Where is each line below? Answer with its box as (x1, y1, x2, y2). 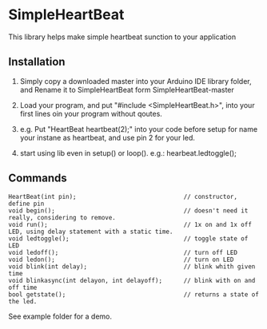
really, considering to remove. (8, 213, 116, 221)
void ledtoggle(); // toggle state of (8, 234, 249, 243)
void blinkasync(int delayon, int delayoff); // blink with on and (8, 276, 256, 284)
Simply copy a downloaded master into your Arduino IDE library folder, (19, 76, 252, 85)
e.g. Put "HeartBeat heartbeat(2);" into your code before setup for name (19, 124, 258, 133)
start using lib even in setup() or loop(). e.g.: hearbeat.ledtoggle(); (19, 148, 237, 157)
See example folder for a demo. (8, 311, 113, 321)
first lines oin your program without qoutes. (19, 109, 162, 118)
